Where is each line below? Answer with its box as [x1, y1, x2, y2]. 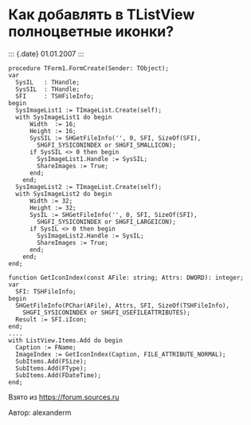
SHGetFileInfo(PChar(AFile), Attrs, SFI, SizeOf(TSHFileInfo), [15, 301, 229, 309]
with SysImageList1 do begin [15, 113, 112, 121]
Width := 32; [29, 197, 73, 205]
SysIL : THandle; [15, 78, 80, 86]
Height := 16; [29, 127, 77, 135]
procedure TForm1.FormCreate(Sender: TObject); [8, 64, 170, 73]
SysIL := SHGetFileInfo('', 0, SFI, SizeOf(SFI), [29, 211, 198, 218]
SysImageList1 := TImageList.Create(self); [15, 106, 162, 114]
